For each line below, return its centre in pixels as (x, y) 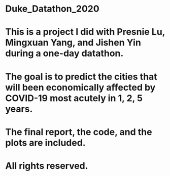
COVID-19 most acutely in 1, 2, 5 (74, 98)
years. (19, 109)
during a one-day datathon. (64, 53)
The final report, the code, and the (79, 132)
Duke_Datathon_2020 (53, 9)
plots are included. (45, 143)
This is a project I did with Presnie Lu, (85, 32)
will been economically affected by (80, 87)
